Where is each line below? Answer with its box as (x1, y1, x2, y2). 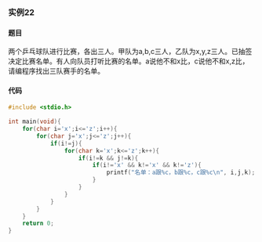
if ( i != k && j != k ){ (78, 154, 139, 162)
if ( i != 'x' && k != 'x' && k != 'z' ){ (92, 161, 202, 169)
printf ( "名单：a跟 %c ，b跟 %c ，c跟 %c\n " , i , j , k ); (106, 168, 256, 177)
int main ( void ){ (8, 117, 61, 126)
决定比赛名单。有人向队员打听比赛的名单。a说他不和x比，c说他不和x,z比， (8, 56, 249, 66)
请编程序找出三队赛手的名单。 (8, 67, 104, 76)
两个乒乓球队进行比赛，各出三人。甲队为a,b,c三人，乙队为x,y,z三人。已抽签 (8, 47, 253, 56)
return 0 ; (22, 219, 55, 228)
